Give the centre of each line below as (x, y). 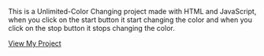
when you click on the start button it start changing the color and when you (130, 20)
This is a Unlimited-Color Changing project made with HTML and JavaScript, (132, 11)
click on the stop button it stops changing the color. (91, 28)
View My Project (35, 43)
